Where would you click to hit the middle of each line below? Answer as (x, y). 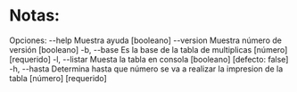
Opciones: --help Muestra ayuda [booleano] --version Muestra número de (146, 40)
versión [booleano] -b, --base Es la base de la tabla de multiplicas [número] (148, 49)
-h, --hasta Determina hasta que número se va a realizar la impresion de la (146, 69)
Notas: (35, 16)
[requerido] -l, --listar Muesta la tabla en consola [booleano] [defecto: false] (149, 59)
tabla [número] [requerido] (58, 78)
